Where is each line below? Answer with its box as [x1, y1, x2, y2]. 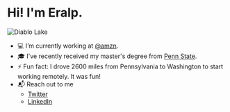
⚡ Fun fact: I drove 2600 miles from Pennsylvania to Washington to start [17, 62, 224, 71]
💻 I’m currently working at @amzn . [17, 41, 119, 50]
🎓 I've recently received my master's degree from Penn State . [17, 52, 197, 60]
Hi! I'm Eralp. [7, 5, 83, 21]
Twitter [27, 90, 49, 98]
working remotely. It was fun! [17, 72, 101, 80]
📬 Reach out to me [17, 80, 74, 88]
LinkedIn [27, 97, 53, 105]
